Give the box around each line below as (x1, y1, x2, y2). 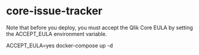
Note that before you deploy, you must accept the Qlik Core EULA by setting (6, 24, 194, 31)
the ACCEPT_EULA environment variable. (6, 30, 107, 37)
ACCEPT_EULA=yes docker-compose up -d (6, 42, 113, 49)
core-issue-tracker (6, 4, 103, 18)
